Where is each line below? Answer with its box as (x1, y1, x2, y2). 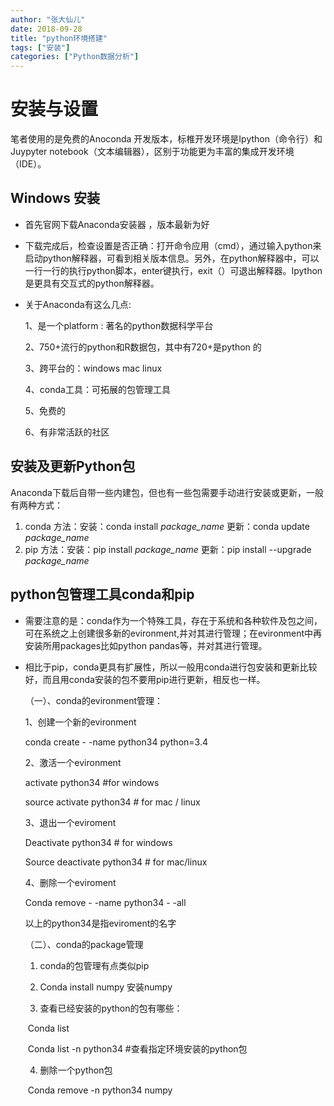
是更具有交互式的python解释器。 (24, 277, 160, 289)
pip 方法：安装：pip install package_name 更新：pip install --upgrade (24, 543, 312, 555)
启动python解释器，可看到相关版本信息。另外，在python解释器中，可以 (24, 252, 320, 264)
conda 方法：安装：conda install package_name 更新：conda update (24, 520, 310, 532)
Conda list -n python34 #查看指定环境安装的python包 (27, 1042, 248, 1055)
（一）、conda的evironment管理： (24, 694, 164, 706)
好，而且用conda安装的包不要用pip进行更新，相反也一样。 (24, 673, 266, 685)
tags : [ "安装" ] (10, 42, 71, 53)
